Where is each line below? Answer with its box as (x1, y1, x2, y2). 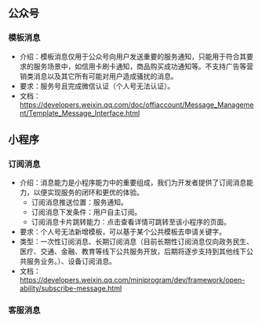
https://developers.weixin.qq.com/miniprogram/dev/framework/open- (19, 276, 246, 285)
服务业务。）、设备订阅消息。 (26, 257, 116, 266)
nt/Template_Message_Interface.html (19, 108, 140, 117)
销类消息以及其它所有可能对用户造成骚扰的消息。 (19, 71, 178, 80)
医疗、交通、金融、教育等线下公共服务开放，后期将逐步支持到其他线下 (19, 246, 247, 257)
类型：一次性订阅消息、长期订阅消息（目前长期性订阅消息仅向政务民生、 (19, 237, 253, 246)
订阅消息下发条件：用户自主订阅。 (31, 207, 142, 217)
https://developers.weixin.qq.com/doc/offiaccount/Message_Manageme (19, 100, 254, 109)
